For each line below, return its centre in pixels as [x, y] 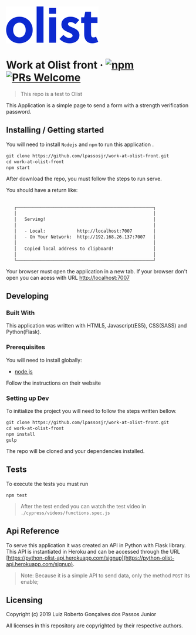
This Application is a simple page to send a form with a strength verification [97, 105]
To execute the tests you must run [47, 484]
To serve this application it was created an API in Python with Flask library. [96, 545]
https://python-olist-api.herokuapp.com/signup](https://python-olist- [91, 558]
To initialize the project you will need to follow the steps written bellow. [92, 411]
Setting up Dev [28, 398]
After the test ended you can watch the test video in [83, 506]
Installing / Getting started [55, 130]
